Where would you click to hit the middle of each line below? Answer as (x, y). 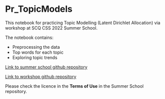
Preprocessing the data (36, 47)
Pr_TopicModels (39, 9)
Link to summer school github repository (46, 67)
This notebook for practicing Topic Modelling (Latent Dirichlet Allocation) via (83, 23)
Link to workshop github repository (41, 76)
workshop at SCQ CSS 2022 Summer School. (51, 28)
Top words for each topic (38, 52)
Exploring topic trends (35, 57)
